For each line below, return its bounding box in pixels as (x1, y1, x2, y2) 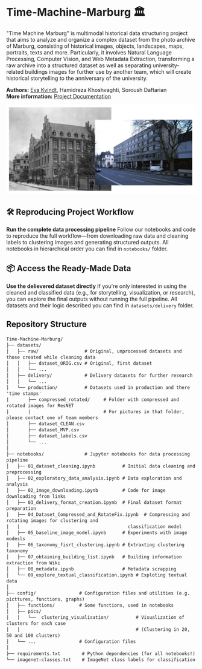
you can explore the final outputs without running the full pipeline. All (6, 295, 177, 302)
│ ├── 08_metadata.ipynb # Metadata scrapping (6, 566, 177, 572)
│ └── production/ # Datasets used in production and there (6, 384, 190, 391)
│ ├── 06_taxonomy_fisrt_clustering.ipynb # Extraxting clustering (6, 541, 185, 548)
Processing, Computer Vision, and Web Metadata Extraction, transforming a (6, 55, 195, 62)
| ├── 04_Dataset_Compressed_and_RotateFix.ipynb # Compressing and (6, 511, 190, 518)
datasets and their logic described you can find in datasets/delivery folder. (6, 301, 194, 309)
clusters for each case (6, 620, 66, 627)
